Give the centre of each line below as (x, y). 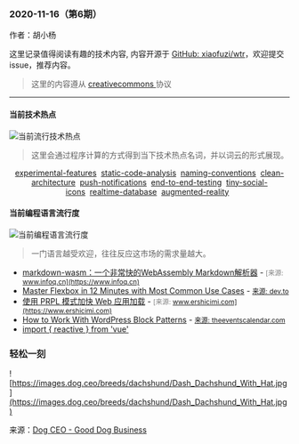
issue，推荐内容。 (42, 65)
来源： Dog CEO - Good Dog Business (78, 430)
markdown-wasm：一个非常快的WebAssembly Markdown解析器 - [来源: (153, 272)
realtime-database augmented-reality (159, 191)
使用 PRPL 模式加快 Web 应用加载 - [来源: (97, 301)
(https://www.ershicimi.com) (67, 310)
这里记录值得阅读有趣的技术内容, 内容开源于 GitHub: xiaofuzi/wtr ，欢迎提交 (147, 54)
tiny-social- (247, 182)
